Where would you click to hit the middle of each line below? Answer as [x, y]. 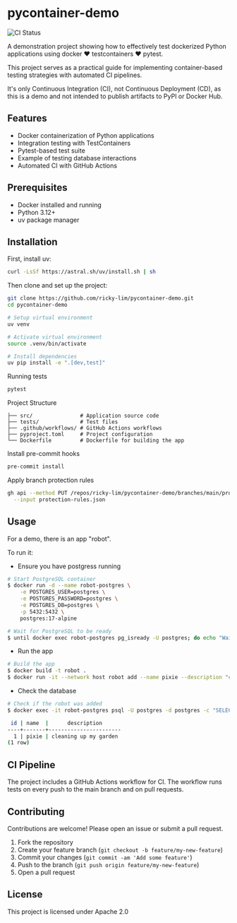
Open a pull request [46, 872]
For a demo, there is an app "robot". [59, 539]
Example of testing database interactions [77, 158]
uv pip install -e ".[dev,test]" [56, 363]
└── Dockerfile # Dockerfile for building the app [96, 441]
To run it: [20, 552]
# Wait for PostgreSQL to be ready [60, 631]
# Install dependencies [42, 356]
